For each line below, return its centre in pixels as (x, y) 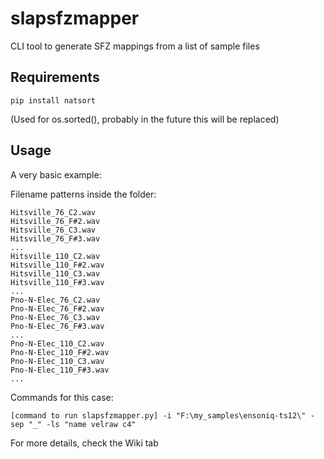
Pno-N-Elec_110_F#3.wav (60, 370)
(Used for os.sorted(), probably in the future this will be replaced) (145, 119)
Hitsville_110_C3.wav (55, 273)
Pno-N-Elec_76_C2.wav (55, 300)
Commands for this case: (62, 397)
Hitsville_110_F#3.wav (57, 282)
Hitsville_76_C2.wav (53, 212)
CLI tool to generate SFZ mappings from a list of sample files (135, 46)
